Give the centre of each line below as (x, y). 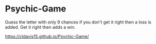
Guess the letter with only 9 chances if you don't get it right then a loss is (78, 22)
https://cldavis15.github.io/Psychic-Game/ (47, 36)
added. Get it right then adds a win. (40, 27)
